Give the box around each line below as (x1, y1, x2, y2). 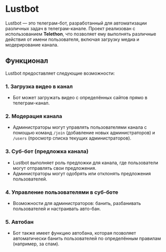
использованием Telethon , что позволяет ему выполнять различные (5, 31, 156, 37)
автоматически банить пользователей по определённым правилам (12, 236, 161, 242)
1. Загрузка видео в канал (5, 83, 73, 90)
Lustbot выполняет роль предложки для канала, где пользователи (12, 159, 159, 166)
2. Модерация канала (5, 112, 63, 120)
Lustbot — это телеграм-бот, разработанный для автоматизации (5, 20, 147, 26)
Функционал (5, 57, 49, 65)
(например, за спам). (12, 241, 60, 247)
